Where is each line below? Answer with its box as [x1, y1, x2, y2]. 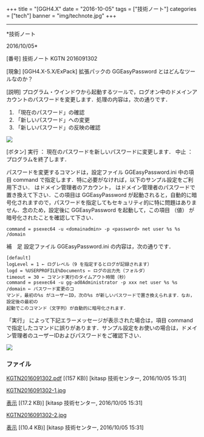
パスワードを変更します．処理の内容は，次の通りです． [32, 96, 171, 103]
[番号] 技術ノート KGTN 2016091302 [6, 55, 98, 62]
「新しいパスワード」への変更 [15, 116, 90, 123]
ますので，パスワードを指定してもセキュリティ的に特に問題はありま [27, 199, 197, 206]
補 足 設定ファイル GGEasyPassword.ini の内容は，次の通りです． [6, 243, 174, 250]
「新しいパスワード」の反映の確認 [15, 124, 101, 131]
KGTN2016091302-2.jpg [6, 412, 67, 419]
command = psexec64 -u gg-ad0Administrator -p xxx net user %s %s [6, 279, 178, 285]
